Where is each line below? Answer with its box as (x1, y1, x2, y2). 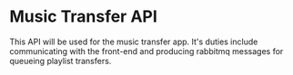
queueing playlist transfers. (9, 55, 112, 66)
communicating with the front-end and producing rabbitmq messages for (9, 45, 284, 56)
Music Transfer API (9, 6, 157, 27)
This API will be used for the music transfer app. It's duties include (9, 36, 258, 47)
